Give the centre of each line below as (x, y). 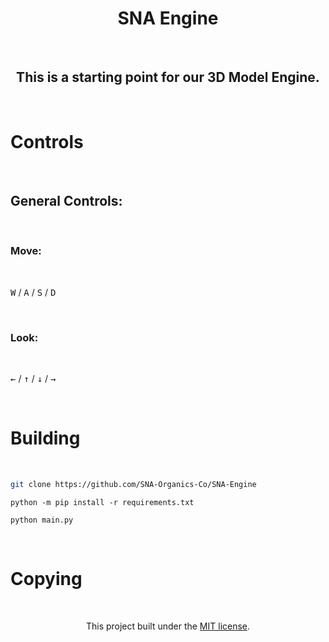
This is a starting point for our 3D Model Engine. (168, 77)
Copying (46, 579)
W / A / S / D (33, 292)
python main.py (42, 520)
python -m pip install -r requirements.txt (102, 502)
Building (45, 438)
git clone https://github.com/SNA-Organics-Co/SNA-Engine (133, 485)
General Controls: (66, 201)
